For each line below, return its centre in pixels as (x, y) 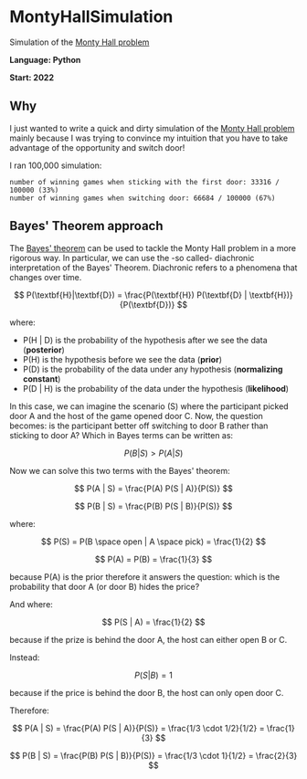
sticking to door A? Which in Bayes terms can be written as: (122, 435)
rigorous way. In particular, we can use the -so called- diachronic (132, 258)
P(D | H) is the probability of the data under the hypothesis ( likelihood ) (156, 388)
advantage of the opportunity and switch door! (97, 147)
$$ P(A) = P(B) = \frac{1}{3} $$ (153, 559)
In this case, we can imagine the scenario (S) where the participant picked (149, 406)
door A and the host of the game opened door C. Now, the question (136, 416)
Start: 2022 (32, 77)
